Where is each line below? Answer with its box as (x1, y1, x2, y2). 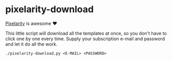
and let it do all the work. (5, 41, 58, 47)
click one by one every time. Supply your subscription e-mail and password (5, 36, 165, 42)
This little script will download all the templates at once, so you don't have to (5, 30, 167, 36)
